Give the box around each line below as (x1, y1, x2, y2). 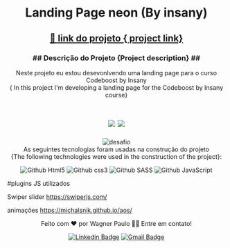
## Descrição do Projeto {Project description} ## (32, 53, 201, 63)
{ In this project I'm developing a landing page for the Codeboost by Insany (9, 83, 224, 91)
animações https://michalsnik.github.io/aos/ (7, 206, 133, 214)
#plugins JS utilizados (7, 179, 71, 187)
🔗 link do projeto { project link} (49, 32, 184, 44)
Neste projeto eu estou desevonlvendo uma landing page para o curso (16, 68, 217, 77)
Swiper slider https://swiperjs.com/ (7, 192, 107, 201)
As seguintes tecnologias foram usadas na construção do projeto (23, 145, 210, 153)
